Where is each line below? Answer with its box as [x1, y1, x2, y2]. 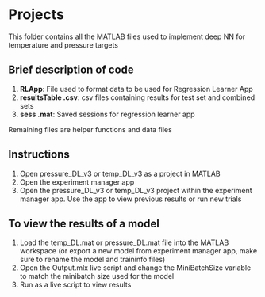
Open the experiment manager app [19, 177, 135, 187]
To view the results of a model [8, 216, 160, 230]
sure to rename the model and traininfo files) [19, 255, 166, 265]
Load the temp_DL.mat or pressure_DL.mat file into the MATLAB [19, 238, 229, 247]
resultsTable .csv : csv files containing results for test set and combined [19, 93, 255, 102]
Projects [8, 6, 65, 24]
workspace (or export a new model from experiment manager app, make [19, 246, 258, 256]
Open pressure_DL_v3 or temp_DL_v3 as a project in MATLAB [19, 169, 221, 178]
